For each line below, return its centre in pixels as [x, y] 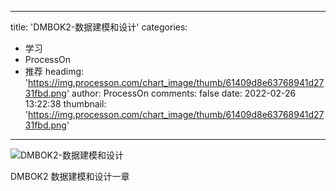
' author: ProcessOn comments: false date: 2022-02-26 [181, 93]
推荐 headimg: [54, 71]
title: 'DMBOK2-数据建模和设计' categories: [99, 27]
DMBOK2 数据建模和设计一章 [70, 176]
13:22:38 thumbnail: [65, 104]
